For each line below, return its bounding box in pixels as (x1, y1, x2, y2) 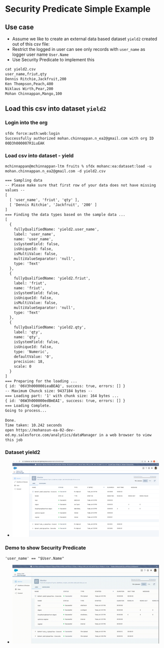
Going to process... (5, 408, 47, 413)
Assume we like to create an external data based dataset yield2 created (12, 36, 158, 42)
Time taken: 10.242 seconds (5, 423, 62, 428)
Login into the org (5, 119, 48, 126)
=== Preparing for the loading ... (5, 379, 78, 384)
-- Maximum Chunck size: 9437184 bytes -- (5, 388, 93, 393)
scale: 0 (14, 364, 32, 369)
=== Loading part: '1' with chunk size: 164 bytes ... (5, 393, 119, 398)
